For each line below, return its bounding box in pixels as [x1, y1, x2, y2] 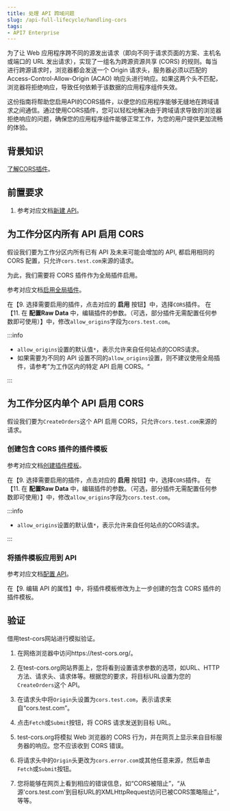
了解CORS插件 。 [7, 165, 54, 173]
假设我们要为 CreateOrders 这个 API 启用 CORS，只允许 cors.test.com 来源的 [7, 417, 218, 425]
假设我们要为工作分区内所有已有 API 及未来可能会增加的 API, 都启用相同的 [7, 247, 215, 256]
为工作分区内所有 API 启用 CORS [7, 228, 144, 240]
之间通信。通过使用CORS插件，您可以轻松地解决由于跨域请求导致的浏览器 [12, 106, 222, 114]
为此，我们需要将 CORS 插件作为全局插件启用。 [7, 271, 142, 279]
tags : [7, 23, 23, 29]
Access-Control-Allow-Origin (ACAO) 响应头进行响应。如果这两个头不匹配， [7, 75, 222, 83]
